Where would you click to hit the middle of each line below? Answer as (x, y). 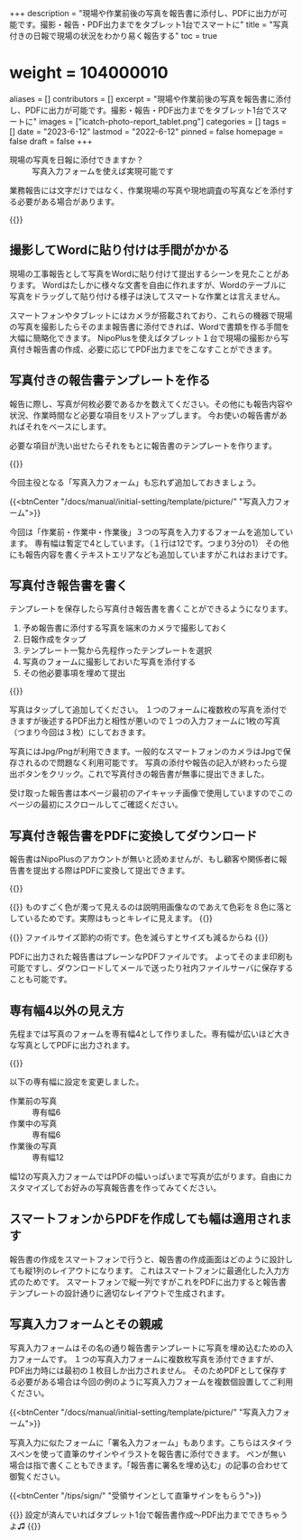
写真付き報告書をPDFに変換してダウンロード (133, 836)
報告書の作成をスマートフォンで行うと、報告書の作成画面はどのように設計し (151, 1259)
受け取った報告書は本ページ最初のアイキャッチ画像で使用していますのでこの (151, 793)
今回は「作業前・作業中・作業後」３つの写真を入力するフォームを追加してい (151, 531)
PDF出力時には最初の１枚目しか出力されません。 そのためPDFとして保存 (144, 1370)
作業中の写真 (33, 1123)
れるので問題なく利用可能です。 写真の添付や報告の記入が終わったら (152, 763)
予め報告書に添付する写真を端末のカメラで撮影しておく (125, 628)
